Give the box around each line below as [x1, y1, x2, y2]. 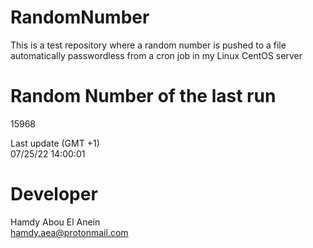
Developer [10, 183, 98, 206]
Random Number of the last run [10, 85, 277, 108]
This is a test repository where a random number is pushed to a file [10, 39, 287, 51]
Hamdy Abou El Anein [10, 216, 101, 228]
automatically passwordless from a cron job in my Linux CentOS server [10, 49, 303, 61]
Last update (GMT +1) [10, 137, 100, 149]
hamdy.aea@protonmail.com [10, 226, 129, 238]
